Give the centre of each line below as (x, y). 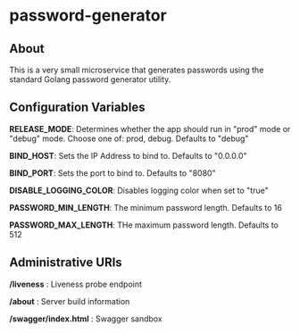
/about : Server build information (70, 301)
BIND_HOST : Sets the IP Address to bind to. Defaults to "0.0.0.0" (128, 155)
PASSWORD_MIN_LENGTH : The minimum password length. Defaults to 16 (146, 207)
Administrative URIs (66, 263)
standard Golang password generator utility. (90, 79)
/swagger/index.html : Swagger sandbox (86, 319)
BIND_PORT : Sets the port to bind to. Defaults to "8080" (112, 173)
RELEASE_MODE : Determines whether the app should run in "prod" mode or (150, 129)
